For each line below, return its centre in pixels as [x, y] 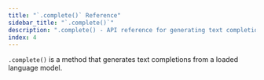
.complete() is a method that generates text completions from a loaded [123, 60]
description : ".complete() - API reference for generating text [115, 30]
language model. [35, 68]
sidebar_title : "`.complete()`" [61, 23]
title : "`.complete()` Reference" [65, 15]
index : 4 [22, 37]
